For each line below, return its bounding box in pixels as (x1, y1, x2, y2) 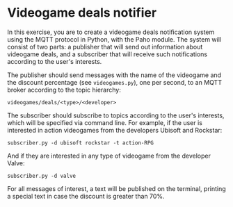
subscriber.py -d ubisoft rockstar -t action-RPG (7, 139, 154, 147)
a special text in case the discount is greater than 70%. (7, 192, 165, 200)
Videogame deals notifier (7, 5, 157, 21)
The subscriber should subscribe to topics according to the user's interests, (7, 111, 225, 119)
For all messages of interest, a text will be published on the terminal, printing (7, 184, 226, 192)
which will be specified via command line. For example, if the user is (7, 118, 203, 126)
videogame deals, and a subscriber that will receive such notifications (7, 50, 207, 58)
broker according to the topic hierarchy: (7, 85, 122, 94)
